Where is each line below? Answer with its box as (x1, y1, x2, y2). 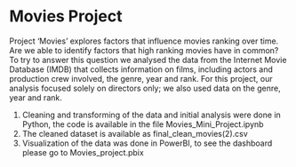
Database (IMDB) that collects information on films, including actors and (9, 64, 273, 75)
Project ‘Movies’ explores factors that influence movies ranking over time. (9, 36, 279, 46)
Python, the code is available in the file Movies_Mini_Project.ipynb (21, 118, 264, 130)
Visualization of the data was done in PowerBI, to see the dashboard (21, 138, 273, 148)
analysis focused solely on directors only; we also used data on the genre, (9, 83, 282, 93)
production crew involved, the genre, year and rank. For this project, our (9, 73, 273, 83)
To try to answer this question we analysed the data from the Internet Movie (9, 54, 287, 65)
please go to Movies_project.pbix (21, 147, 144, 157)
